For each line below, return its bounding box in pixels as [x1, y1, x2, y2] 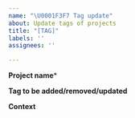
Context [8, 102, 36, 112]
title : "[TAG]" [8, 26, 59, 35]
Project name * [8, 71, 58, 80]
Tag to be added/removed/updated [8, 86, 128, 96]
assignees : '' [8, 42, 56, 50]
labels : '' [8, 34, 45, 43]
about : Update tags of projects [8, 19, 117, 27]
